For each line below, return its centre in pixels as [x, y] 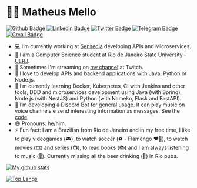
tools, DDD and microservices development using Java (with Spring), [98, 92]
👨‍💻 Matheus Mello [51, 12]
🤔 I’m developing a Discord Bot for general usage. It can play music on [100, 105]
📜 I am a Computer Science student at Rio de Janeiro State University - [101, 55]
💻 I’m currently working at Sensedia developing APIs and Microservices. [103, 46]
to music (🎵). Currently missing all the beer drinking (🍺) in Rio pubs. [96, 156]
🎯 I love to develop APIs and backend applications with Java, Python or [101, 73]
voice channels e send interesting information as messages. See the [97, 110]
